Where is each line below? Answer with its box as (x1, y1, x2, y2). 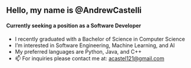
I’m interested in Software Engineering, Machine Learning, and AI (14, 42, 175, 49)
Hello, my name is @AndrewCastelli (6, 5, 142, 16)
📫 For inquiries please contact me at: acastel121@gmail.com (14, 54, 165, 62)
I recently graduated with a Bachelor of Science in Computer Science (14, 35, 185, 42)
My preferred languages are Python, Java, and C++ (14, 48, 142, 55)
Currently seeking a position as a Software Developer (6, 21, 141, 29)
